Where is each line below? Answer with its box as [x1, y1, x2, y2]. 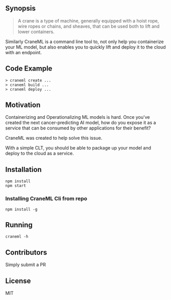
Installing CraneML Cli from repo [5, 195, 88, 202]
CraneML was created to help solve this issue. [5, 135, 103, 141]
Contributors [5, 248, 47, 256]
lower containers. [17, 28, 55, 35]
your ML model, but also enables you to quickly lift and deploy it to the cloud [5, 44, 166, 50]
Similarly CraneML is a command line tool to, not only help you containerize [5, 38, 164, 45]
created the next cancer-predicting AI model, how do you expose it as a [5, 120, 156, 126]
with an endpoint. [5, 49, 42, 55]
